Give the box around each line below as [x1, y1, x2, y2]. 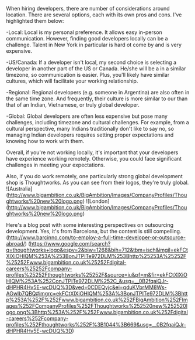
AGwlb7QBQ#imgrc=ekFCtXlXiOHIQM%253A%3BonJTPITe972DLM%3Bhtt [6, 290, 188, 297]
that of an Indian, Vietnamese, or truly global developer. [6, 101, 140, 108]
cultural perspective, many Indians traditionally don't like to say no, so [6, 125, 174, 132]
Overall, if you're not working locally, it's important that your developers [6, 149, 179, 156]
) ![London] [82, 198, 110, 205]
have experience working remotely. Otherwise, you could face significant [6, 155, 182, 162]
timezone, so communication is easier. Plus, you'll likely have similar [6, 72, 170, 78]
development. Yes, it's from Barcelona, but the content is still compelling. [6, 228, 182, 234]
